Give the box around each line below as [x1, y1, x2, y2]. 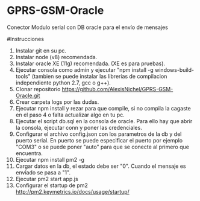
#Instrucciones [7, 35, 45, 42]
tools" [15, 72, 31, 80]
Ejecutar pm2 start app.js [15, 175, 78, 182]
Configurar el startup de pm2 [15, 182, 88, 189]
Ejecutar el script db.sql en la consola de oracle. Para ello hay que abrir [15, 117, 193, 124]
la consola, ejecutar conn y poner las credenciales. [15, 124, 142, 131]
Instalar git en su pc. [15, 46, 67, 54]
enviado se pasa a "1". [15, 168, 71, 176]
